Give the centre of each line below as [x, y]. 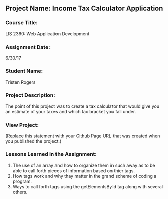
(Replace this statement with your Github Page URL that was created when [83, 136]
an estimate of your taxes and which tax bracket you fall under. [71, 111]
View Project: [22, 125]
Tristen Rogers [20, 82]
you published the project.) [33, 141]
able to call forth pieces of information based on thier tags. [74, 171]
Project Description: [30, 95]
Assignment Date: [28, 47]
